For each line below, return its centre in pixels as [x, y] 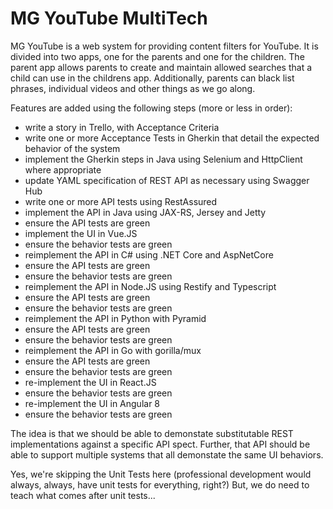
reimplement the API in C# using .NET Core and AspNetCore [149, 254]
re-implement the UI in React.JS [90, 382]
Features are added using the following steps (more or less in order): [151, 108]
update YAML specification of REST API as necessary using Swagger [167, 180]
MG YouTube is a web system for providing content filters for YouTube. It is [164, 46]
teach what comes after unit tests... [83, 495]
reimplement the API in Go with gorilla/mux [113, 350]
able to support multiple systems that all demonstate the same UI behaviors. [167, 454]
